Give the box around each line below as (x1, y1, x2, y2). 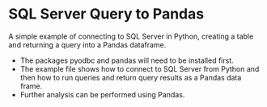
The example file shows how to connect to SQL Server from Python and (19, 64, 260, 73)
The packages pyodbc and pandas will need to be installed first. (19, 56, 234, 65)
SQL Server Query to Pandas (8, 5, 205, 23)
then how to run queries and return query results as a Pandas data (19, 72, 242, 82)
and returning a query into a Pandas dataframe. (8, 39, 167, 49)
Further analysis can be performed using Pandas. (19, 89, 185, 99)
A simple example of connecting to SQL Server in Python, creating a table (8, 31, 254, 41)
